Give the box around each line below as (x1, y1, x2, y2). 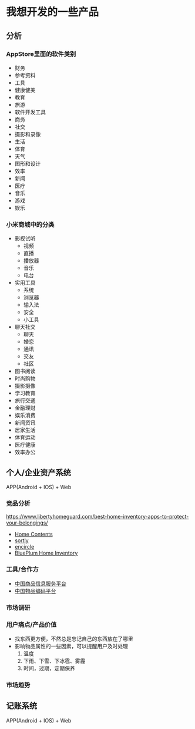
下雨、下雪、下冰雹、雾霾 (23, 657, 86, 664)
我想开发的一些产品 (6, 5, 99, 19)
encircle (14, 543, 35, 550)
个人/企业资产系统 (6, 467, 72, 477)
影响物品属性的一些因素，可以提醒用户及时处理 (14, 642, 128, 649)
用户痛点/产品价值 (6, 621, 57, 629)
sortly (14, 537, 29, 544)
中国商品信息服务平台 (14, 580, 66, 587)
